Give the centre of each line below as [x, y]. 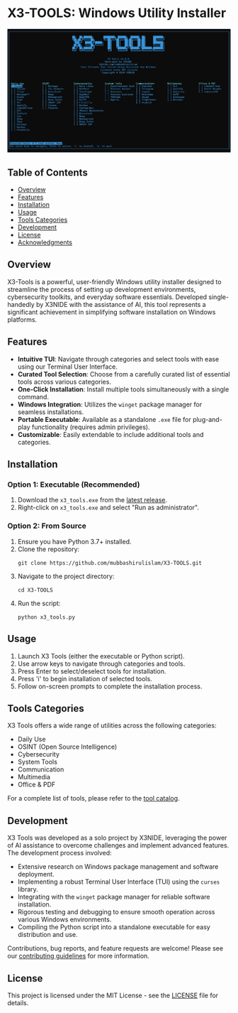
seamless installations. [51, 412]
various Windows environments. [64, 920]
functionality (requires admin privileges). [91, 427]
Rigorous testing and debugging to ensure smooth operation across [116, 912]
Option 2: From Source [47, 526]
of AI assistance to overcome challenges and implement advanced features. [118, 845]
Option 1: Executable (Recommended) [74, 484]
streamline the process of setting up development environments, [102, 289]
